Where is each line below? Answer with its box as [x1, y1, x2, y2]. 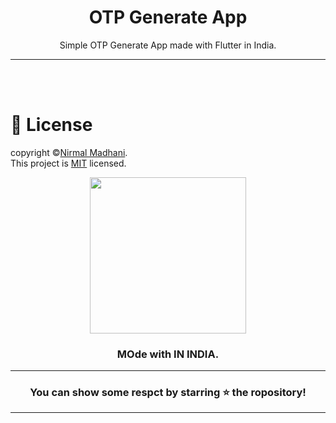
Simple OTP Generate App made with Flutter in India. [59, 39, 277, 51]
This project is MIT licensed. [10, 157, 127, 169]
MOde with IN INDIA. [116, 347, 220, 361]
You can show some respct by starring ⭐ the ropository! [29, 386, 307, 400]
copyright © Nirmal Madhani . [10, 146, 128, 158]
